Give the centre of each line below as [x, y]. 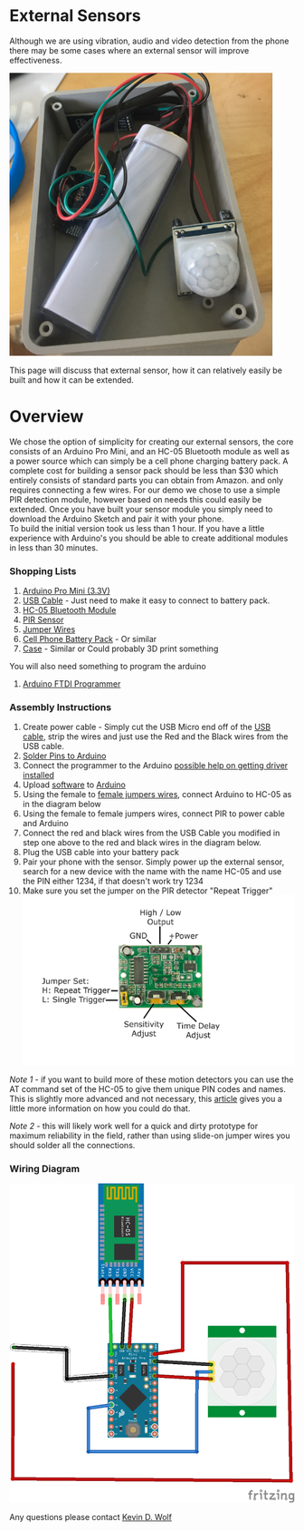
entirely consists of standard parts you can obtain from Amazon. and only [146, 480]
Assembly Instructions [60, 707]
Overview [47, 417]
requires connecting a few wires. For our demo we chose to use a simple [145, 490]
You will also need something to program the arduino [108, 667]
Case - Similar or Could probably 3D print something [120, 648]
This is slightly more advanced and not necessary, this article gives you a [146, 1098]
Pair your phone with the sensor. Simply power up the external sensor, [153, 862]
